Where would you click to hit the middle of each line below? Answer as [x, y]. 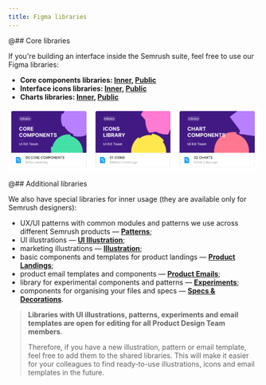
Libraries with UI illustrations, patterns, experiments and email [133, 314]
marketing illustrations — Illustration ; [81, 248]
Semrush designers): [43, 207]
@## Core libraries [39, 41]
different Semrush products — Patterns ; [86, 231]
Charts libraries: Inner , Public [69, 96]
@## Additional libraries [48, 183]
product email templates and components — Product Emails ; [120, 273]
